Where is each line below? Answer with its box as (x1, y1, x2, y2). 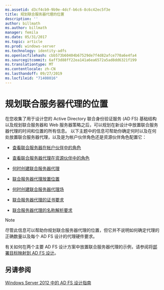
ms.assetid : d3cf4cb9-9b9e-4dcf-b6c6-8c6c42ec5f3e (5, 7, 111, 12)
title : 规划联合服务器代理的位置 (5, 12, 65, 17)
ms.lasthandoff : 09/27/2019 (5, 71, 63, 76)
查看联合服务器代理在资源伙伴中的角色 (12, 155, 90, 161)
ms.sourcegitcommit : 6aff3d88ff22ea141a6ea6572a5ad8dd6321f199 (5, 58, 137, 62)
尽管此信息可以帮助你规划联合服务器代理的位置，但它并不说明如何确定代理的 (5, 227, 160, 233)
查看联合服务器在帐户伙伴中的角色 (12, 145, 81, 150)
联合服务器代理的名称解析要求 (12, 207, 72, 213)
